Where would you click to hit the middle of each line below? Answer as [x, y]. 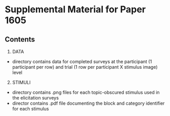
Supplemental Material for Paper [75, 9]
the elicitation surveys [36, 98]
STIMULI [22, 82]
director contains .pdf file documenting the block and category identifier [88, 103]
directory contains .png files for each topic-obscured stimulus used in [86, 92]
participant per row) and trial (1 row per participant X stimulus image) [85, 67]
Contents [20, 39]
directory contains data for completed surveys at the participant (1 [82, 62]
